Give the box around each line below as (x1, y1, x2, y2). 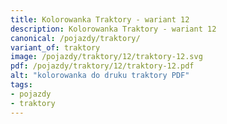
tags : (10, 80, 33, 90)
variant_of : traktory (10, 42, 101, 53)
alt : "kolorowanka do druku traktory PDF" (10, 71, 190, 81)
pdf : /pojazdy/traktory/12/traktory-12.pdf (10, 61, 195, 71)
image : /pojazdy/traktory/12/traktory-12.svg (10, 52, 203, 62)
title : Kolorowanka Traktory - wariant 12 (10, 14, 190, 25)
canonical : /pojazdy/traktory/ (10, 33, 141, 43)
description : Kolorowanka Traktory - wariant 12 (10, 24, 217, 34)
